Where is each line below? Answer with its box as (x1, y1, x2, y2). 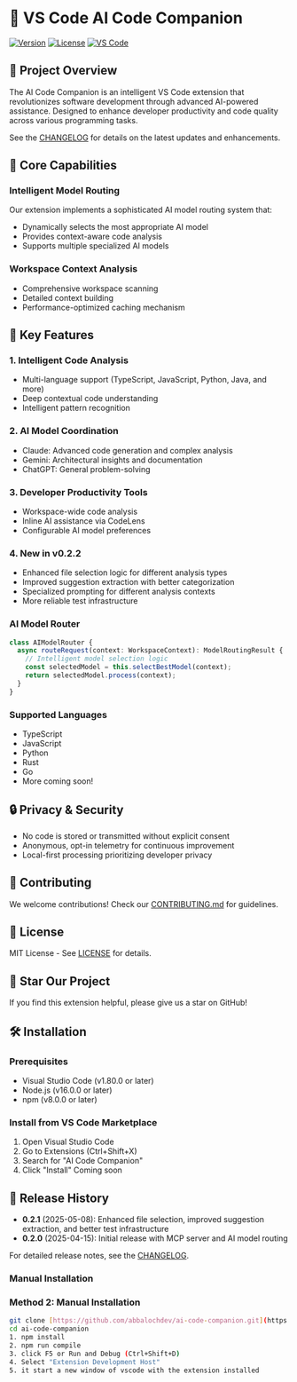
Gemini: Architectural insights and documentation (21, 454, 203, 465)
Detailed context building (21, 292, 113, 303)
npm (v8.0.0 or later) (21, 1094, 98, 1104)
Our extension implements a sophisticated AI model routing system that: (9, 204, 273, 216)
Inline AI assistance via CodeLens (21, 516, 145, 526)
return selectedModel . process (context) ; (25, 671, 176, 680)
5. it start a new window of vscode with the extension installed (9, 1366, 260, 1375)
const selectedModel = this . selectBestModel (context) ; (25, 663, 232, 672)
